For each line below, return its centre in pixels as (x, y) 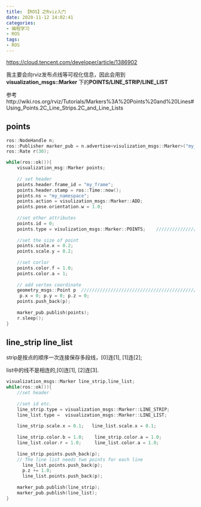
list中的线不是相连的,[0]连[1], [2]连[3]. (53, 370)
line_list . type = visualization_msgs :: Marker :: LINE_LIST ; (92, 415)
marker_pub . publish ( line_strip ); (59, 487)
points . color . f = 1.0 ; (45, 268)
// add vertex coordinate (49, 285)
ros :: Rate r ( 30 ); (28, 151)
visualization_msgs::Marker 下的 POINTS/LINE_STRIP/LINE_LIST (87, 82)
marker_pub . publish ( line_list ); (57, 493)
